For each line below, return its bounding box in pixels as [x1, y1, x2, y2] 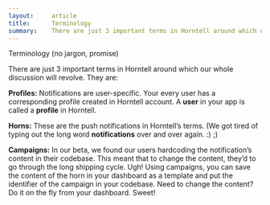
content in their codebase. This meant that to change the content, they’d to [8, 154, 256, 163]
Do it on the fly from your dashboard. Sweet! [8, 188, 156, 198]
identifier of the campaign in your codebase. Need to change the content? [8, 179, 254, 189]
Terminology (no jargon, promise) [8, 49, 119, 59]
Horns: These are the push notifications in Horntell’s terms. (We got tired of [8, 121, 259, 131]
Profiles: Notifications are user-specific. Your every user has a [8, 88, 216, 98]
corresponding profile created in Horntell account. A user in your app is [8, 97, 245, 107]
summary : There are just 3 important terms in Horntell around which [8, 27, 257, 35]
